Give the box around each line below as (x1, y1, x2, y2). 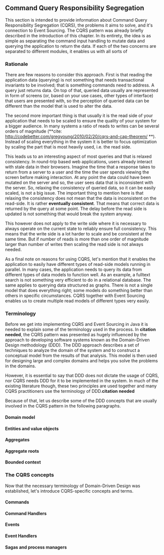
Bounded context (5, 459, 41, 465)
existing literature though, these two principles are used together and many (5, 383, 157, 389)
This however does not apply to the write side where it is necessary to (5, 221, 147, 227)
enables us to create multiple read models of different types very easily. (5, 298, 150, 304)
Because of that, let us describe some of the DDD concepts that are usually (5, 398, 157, 404)
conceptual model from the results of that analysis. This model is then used (5, 352, 157, 358)
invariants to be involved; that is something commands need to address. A (5, 82, 155, 88)
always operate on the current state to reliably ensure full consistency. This (5, 226, 157, 232)
